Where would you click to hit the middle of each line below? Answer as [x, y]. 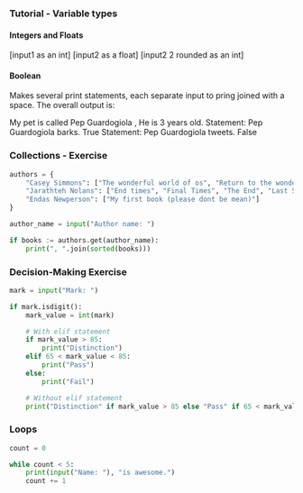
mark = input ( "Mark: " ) [54, 290]
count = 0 [28, 448]
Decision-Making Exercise [69, 271]
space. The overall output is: [62, 105]
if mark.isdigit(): [46, 306]
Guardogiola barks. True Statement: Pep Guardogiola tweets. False [133, 132]
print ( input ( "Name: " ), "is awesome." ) [101, 473]
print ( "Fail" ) [68, 381]
